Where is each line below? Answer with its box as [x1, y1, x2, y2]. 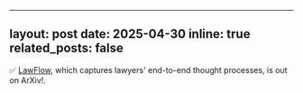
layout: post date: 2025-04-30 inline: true [9, 26, 251, 42]
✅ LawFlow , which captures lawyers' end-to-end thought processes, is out [9, 64, 288, 75]
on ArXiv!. [9, 74, 47, 86]
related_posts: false [9, 41, 124, 56]
